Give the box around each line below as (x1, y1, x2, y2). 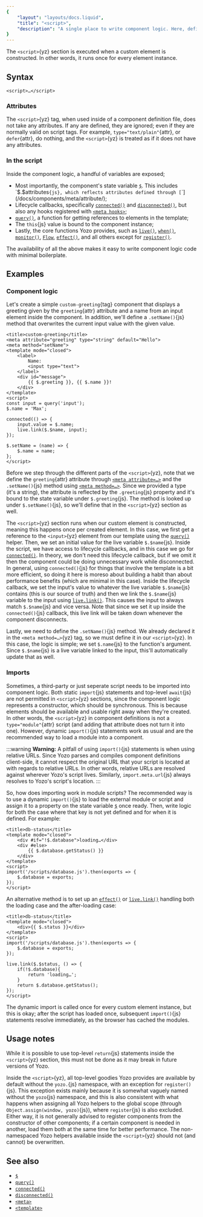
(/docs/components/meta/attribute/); (14, 195, 108, 202)
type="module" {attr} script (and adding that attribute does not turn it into (6, 721, 185, 728)
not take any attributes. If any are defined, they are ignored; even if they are (6, 122, 195, 129)
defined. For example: (6, 814, 61, 822)
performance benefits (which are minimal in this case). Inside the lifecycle (6, 577, 190, 585)
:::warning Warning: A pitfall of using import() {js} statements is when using (6, 745, 195, 753)
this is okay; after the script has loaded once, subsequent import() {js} (6, 1010, 181, 1017)
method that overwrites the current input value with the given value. (6, 320, 175, 327)
